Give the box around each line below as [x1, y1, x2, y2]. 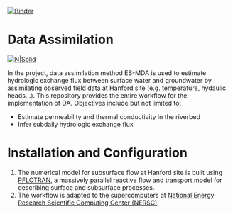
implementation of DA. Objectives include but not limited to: [7, 98, 182, 107]
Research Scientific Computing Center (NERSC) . [17, 198, 160, 207]
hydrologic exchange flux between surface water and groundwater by [7, 76, 212, 84]
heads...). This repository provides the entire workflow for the [7, 91, 188, 99]
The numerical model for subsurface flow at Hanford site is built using [17, 168, 222, 176]
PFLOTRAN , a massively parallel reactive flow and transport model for [17, 176, 222, 184]
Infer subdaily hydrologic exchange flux [17, 120, 134, 128]
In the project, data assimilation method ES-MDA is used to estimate [7, 68, 207, 77]
